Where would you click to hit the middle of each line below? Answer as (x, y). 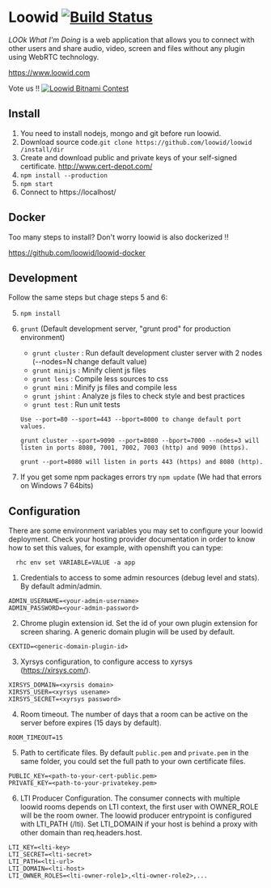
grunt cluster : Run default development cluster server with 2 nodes (147, 353)
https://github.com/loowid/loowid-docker (77, 253)
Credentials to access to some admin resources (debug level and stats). (140, 578)
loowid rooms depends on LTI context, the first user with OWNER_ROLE (139, 807)
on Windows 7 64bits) (57, 486)
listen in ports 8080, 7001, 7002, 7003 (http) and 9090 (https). (134, 448)
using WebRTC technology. (54, 57)
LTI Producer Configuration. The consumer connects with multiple (130, 798)
